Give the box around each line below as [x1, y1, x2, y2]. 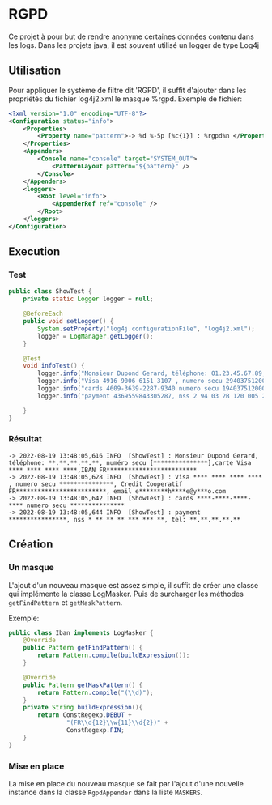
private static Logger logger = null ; [23, 295, 154, 304]
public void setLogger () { [23, 317, 114, 326]
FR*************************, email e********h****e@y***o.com [8, 487, 227, 495]
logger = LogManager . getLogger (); [37, 332, 154, 340]
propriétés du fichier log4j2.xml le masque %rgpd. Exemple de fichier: [8, 94, 243, 104]
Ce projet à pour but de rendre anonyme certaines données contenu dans [8, 32, 255, 41]
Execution [8, 245, 61, 259]
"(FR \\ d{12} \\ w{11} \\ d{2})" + [66, 718, 168, 727]
